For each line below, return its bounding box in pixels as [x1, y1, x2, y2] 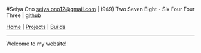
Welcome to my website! [6, 40, 67, 47]
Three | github [6, 12, 41, 19]
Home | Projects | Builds [6, 24, 66, 30]
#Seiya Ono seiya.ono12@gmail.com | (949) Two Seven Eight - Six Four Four [6, 6, 195, 12]
